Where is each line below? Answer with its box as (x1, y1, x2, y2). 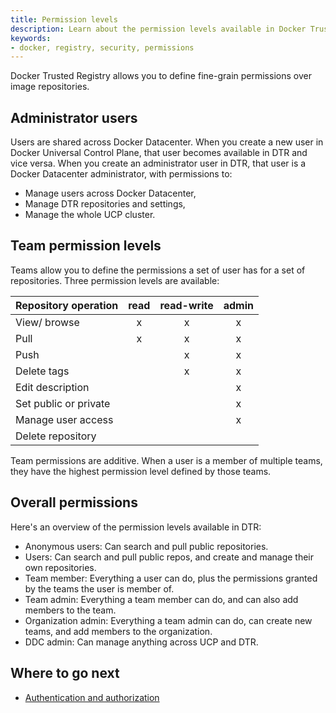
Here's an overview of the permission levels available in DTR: (10, 521, 262, 533)
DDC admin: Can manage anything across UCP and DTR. (24, 636, 259, 648)
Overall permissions (10, 494, 138, 511)
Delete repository (15, 429, 97, 443)
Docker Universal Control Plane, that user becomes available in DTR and (10, 147, 308, 159)
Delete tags (15, 364, 70, 378)
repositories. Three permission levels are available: (10, 274, 220, 286)
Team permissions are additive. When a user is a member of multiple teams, (10, 454, 323, 466)
